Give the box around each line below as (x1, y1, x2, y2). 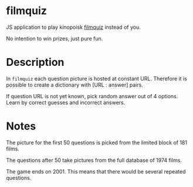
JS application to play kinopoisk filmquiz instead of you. (6, 24, 141, 31)
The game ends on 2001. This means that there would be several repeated (6, 168, 186, 175)
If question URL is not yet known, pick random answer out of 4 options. (6, 92, 178, 99)
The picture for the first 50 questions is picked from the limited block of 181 (6, 139, 188, 146)
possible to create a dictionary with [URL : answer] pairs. (6, 81, 144, 88)
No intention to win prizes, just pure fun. (6, 35, 103, 42)
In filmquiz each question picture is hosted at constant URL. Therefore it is (6, 75, 188, 82)
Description (6, 56, 65, 69)
